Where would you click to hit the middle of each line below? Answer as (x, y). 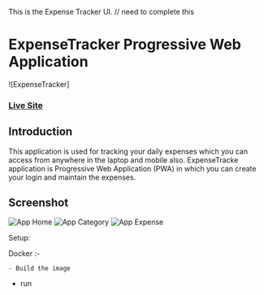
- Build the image (39, 269)
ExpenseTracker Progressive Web (125, 45)
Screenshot (39, 203)
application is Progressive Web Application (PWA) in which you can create (132, 168)
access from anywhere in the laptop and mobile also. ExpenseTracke (123, 160)
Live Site (26, 105)
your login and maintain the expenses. (72, 177)
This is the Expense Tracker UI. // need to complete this (102, 12)
